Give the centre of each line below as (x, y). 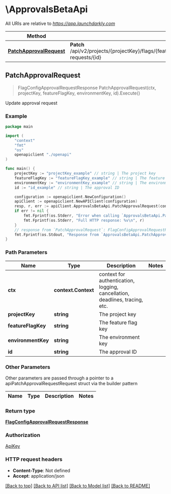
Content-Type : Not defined (41, 470)
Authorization (23, 435)
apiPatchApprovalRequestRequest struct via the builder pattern (72, 383)
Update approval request (31, 103)
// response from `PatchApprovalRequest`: (60, 230)
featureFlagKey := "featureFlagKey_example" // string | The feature (90, 178)
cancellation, (114, 293)
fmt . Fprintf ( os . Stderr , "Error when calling (72, 216)
